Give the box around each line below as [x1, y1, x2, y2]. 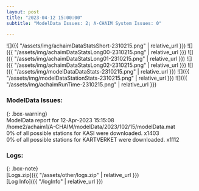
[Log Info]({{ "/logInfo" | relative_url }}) [6, 178, 103, 185]
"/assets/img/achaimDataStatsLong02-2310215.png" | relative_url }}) [14, 61, 187, 69]
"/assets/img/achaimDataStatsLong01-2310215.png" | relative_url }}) [14, 55, 186, 63]
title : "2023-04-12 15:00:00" [6, 15, 83, 21]
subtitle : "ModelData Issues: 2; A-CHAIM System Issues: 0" [6, 20, 162, 26]
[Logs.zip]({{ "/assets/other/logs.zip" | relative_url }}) [6, 171, 139, 178]
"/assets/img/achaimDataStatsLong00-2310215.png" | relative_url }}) [14, 49, 187, 56]
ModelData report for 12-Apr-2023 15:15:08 [6, 116, 114, 123]
